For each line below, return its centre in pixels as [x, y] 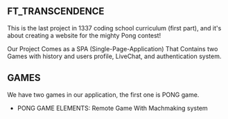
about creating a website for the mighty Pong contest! [84, 35]
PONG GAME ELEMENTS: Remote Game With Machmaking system [112, 108]
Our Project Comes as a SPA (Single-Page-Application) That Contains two [113, 48]
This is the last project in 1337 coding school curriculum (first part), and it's [114, 28]
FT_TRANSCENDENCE [56, 11]
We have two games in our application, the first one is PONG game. [103, 94]
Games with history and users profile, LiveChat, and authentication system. [114, 56]
